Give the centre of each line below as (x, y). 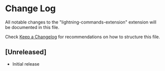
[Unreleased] (26, 52)
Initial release (26, 64)
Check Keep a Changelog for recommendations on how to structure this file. (83, 37)
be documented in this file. (32, 27)
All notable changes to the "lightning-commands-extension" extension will (81, 22)
